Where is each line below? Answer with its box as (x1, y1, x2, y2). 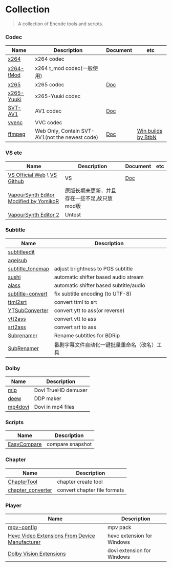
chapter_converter (8, 486, 52, 493)
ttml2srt (8, 298, 27, 305)
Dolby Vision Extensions (8, 550, 66, 557)
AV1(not (35, 134, 55, 141)
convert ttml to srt (54, 298, 97, 305)
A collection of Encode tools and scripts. (17, 21, 103, 27)
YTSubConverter (8, 307, 49, 314)
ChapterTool (8, 478, 37, 485)
